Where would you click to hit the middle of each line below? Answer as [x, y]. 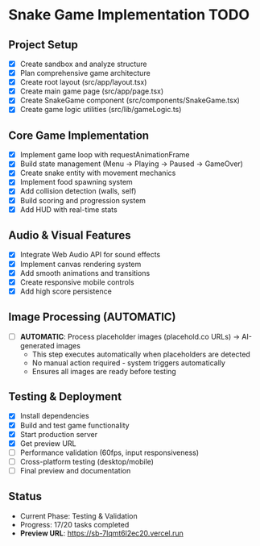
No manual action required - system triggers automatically [128, 363]
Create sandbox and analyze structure [83, 64]
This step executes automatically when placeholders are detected [141, 354]
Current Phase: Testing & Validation [79, 516]
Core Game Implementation [79, 135]
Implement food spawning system [76, 182]
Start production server [59, 434]
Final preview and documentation [75, 470]
